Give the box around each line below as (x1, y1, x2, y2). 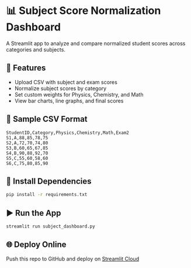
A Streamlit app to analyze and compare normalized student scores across (6, 40, 186, 47)
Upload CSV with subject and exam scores (14, 78, 118, 85)
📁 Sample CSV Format (6, 114, 88, 124)
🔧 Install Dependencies (6, 176, 92, 186)
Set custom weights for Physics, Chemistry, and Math (14, 91, 144, 98)
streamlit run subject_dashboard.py (6, 224, 95, 229)
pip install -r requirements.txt (6, 192, 88, 198)
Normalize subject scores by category (14, 85, 107, 92)
